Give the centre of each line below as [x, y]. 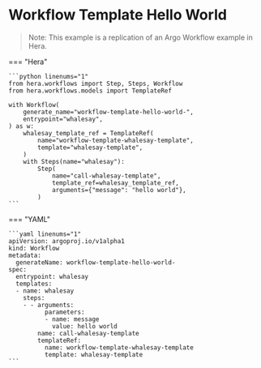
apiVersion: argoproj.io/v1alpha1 [67, 241]
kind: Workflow [34, 248]
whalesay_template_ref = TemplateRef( [88, 133]
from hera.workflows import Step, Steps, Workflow [96, 83]
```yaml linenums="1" [45, 234]
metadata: [25, 255]
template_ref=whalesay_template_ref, [116, 183]
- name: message [72, 319]
